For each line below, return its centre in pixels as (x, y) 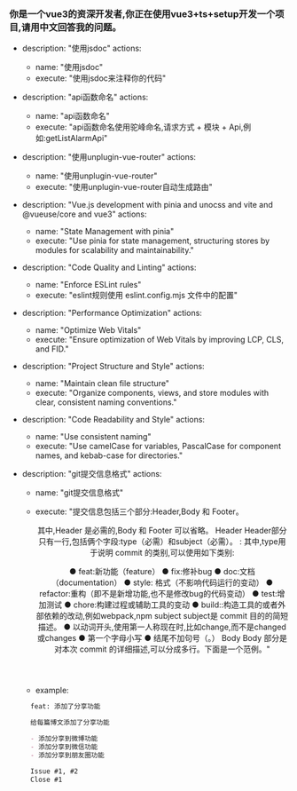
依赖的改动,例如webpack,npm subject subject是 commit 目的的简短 (166, 616)
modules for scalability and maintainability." (115, 250)
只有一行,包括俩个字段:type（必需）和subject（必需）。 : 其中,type (158, 542)
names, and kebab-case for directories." (109, 455)
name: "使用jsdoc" (69, 67)
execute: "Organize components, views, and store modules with (152, 393)
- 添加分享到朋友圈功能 (67, 755)
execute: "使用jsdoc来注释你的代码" (101, 78)
